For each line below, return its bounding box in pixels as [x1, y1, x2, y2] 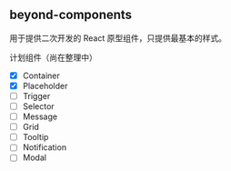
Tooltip [22, 132, 49, 143]
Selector [22, 101, 55, 112]
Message [22, 111, 57, 122]
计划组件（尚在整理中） [9, 52, 97, 63]
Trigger [22, 90, 51, 101]
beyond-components [9, 7, 133, 23]
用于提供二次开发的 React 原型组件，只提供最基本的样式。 [9, 32, 227, 44]
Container [22, 70, 61, 81]
